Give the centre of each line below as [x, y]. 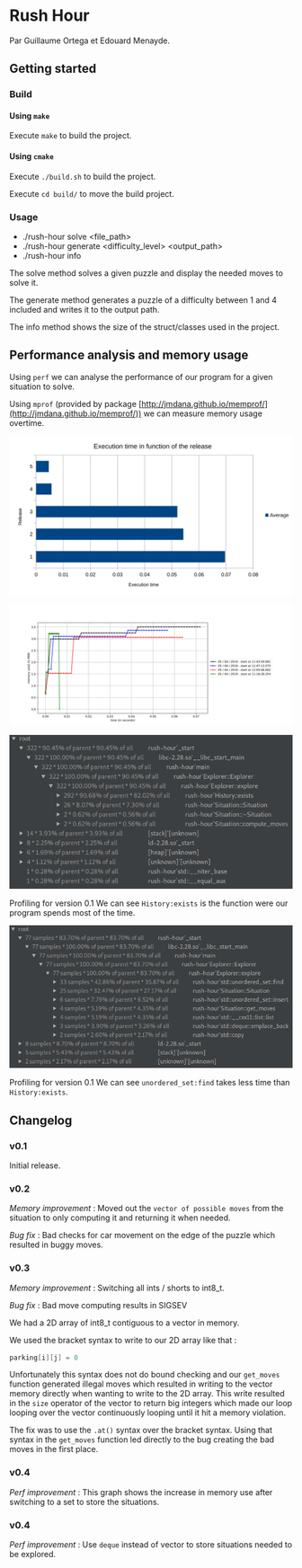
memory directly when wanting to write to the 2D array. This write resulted [147, 1394]
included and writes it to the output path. [84, 309]
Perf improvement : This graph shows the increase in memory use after [141, 1492]
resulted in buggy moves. [56, 1245]
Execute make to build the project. [71, 136]
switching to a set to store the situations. [84, 1502]
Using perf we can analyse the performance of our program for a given [141, 376]
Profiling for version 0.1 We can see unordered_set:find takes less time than [150, 1083]
